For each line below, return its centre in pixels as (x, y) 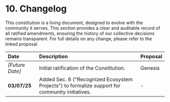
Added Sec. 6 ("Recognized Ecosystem (86, 79)
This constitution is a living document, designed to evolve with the (74, 23)
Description (53, 56)
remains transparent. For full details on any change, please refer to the (79, 39)
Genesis (150, 68)
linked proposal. (22, 44)
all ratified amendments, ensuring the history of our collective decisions (80, 33)
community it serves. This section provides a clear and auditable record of (83, 28)
